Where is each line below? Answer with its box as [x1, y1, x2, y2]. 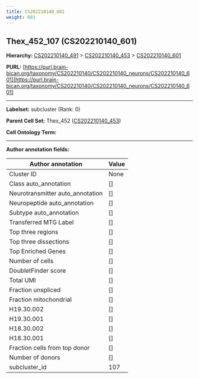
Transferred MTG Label [9, 218, 74, 226]
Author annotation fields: [6, 146, 70, 153]
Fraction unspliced [9, 286, 61, 294]
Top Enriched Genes [9, 247, 66, 255]
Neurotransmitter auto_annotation [9, 190, 103, 198]
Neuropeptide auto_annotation [9, 199, 94, 207]
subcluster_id [9, 363, 47, 371]
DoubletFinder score [9, 267, 66, 275]
